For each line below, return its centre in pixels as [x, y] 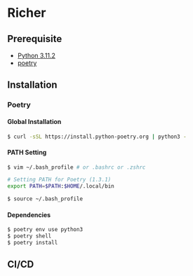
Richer [27, 13]
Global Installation [34, 121]
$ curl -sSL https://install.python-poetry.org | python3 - [97, 137]
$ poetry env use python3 [45, 230]
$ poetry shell [29, 236]
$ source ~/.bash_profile [45, 199]
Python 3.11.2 [36, 55]
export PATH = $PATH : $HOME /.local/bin [61, 186]
